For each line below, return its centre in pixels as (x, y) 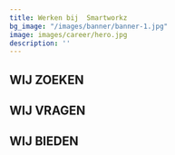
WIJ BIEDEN (44, 141)
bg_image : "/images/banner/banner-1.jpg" (89, 26)
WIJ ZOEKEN (47, 79)
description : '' (40, 43)
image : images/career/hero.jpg (68, 34)
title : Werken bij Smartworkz (68, 18)
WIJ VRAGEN (48, 111)
